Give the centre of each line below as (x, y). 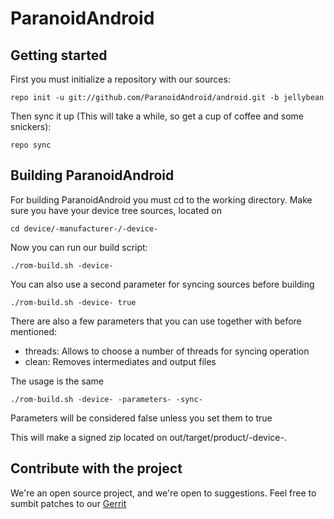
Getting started (59, 55)
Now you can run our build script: (79, 247)
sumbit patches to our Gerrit (68, 503)
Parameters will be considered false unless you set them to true (141, 418)
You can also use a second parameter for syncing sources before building (162, 284)
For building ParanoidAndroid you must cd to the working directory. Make (161, 199)
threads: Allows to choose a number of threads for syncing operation (167, 351)
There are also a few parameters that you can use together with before (156, 321)
